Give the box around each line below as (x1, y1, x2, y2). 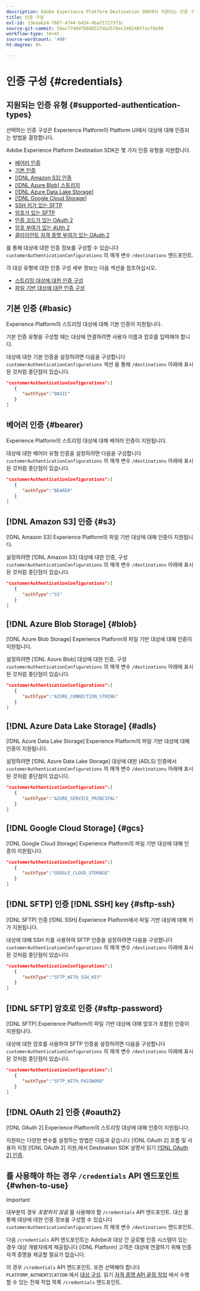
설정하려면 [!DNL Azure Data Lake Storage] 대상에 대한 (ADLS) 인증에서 (6, 758, 177, 765)
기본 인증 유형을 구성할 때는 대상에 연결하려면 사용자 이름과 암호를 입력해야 (6, 333, 180, 340)
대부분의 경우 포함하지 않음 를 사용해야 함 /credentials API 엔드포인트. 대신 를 (6, 1209, 189, 1215)
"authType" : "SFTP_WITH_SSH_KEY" (21, 974, 102, 980)
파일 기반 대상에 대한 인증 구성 (14, 284, 85, 291)
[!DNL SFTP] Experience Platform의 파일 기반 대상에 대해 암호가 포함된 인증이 (6, 1020, 189, 1027)
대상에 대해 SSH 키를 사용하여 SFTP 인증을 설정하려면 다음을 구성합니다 (6, 936, 173, 943)
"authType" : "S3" (21, 591, 62, 598)
